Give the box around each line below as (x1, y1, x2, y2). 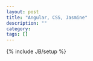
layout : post (6, 8, 39, 15)
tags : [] (6, 31, 28, 37)
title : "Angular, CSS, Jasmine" (6, 14, 88, 21)
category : (6, 25, 31, 32)
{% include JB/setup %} (6, 48, 66, 55)
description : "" (6, 20, 47, 26)
